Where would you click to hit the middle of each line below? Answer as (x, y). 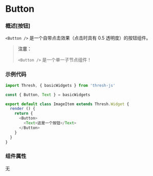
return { (24, 113)
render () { (23, 109)
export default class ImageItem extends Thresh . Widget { (67, 104)
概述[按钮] (18, 26)
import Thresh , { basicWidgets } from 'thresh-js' (60, 85)
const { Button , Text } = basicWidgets (48, 95)
